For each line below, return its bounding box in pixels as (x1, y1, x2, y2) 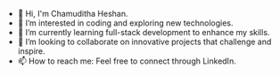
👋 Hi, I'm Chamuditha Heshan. (17, 9, 128, 19)
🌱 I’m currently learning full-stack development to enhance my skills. (17, 27, 270, 37)
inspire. (17, 46, 46, 56)
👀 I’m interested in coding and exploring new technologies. (17, 18, 234, 28)
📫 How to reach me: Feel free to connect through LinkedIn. (17, 56, 236, 66)
